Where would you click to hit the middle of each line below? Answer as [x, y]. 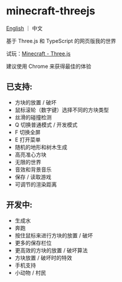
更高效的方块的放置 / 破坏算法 [51, 250]
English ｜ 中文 [24, 28]
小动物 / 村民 [30, 272]
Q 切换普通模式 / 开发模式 [46, 125]
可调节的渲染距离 [36, 184]
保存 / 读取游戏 [33, 176]
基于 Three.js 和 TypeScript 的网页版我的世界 [61, 41]
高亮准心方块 [30, 154]
